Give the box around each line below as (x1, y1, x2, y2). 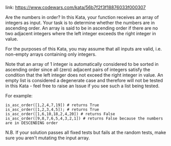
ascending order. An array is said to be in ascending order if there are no (5, 25, 158, 31)
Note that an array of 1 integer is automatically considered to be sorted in (5, 61, 159, 67)
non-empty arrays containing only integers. (5, 51, 97, 57)
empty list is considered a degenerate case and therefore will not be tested (5, 78, 163, 83)
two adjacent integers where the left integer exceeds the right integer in (5, 31, 156, 36)
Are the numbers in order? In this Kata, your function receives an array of (5, 14, 159, 20)
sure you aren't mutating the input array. (5, 135, 90, 141)
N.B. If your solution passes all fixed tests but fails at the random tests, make (5, 130, 166, 135)
